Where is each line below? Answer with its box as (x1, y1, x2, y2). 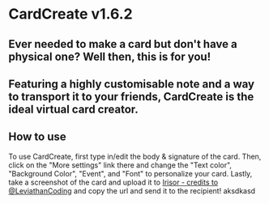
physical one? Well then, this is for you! (8, 49, 211, 63)
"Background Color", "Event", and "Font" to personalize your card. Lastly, (8, 168, 253, 178)
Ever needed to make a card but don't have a (8, 37, 237, 51)
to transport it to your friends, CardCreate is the (8, 90, 254, 104)
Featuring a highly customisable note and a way (8, 77, 255, 91)
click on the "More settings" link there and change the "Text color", (8, 159, 233, 170)
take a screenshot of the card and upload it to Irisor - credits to (8, 177, 219, 187)
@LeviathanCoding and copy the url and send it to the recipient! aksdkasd (8, 185, 256, 195)
